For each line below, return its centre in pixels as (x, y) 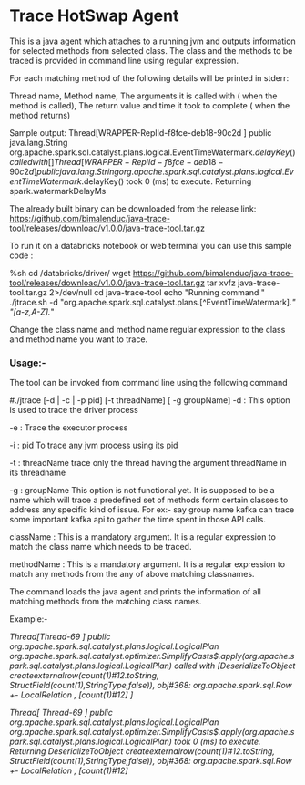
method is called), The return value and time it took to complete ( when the (150, 105)
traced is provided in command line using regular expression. (124, 60)
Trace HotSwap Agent (94, 16)
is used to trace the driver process (74, 410)
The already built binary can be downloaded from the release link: (133, 208)
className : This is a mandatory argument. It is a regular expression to (142, 537)
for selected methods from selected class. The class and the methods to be (151, 50)
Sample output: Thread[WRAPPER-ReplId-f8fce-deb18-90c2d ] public (141, 132)
